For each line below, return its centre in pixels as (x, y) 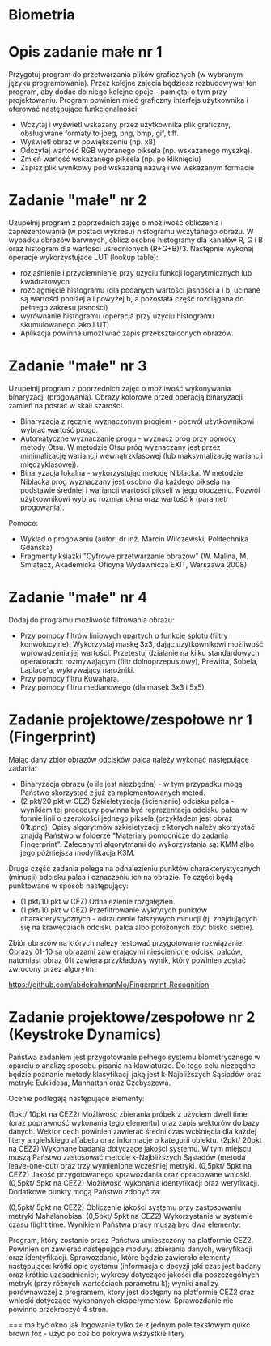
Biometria (42, 15)
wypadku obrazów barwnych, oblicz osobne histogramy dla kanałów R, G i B (135, 240)
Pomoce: (23, 523)
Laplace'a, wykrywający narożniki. (77, 669)
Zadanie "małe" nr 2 (78, 201)
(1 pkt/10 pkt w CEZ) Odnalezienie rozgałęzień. (97, 901)
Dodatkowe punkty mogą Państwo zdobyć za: (85, 1191)
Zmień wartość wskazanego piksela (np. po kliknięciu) (110, 159)
